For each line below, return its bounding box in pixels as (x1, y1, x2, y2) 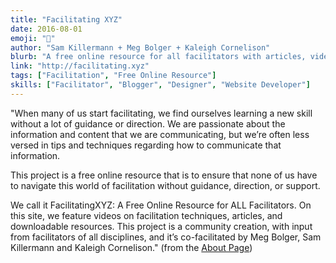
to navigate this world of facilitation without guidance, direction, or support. (10, 179, 321, 191)
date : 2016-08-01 (10, 24, 83, 34)
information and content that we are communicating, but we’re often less (10, 128, 310, 140)
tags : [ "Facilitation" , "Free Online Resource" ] (10, 71, 217, 81)
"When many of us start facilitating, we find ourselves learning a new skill (10, 107, 313, 119)
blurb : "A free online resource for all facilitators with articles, (10, 52, 307, 62)
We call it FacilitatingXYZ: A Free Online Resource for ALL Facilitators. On (10, 199, 312, 211)
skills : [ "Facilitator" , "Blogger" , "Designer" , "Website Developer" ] (10, 80, 311, 90)
